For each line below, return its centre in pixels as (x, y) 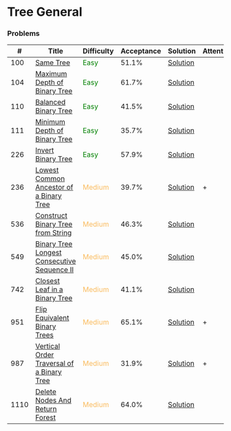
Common (50, 179)
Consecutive (56, 261)
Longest (48, 253)
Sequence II (55, 270)
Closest (48, 281)
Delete (46, 392)
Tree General (45, 12)
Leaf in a (49, 289)
